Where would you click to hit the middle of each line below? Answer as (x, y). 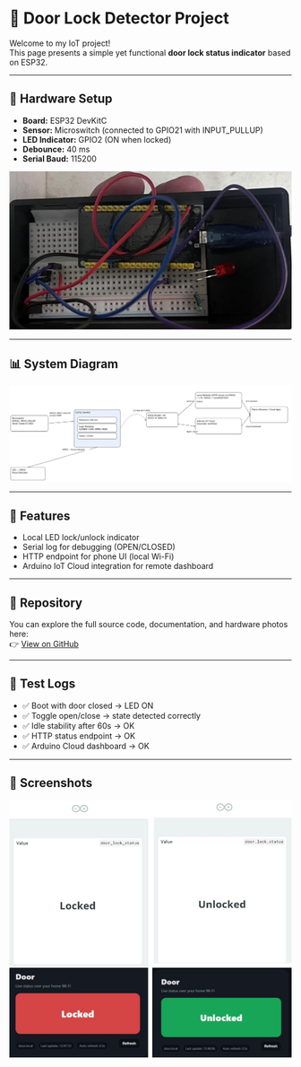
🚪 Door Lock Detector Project (120, 18)
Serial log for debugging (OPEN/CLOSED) (99, 547)
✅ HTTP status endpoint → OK (79, 736)
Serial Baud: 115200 (59, 158)
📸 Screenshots (51, 783)
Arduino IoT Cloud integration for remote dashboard (118, 566)
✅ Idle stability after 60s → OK (78, 725)
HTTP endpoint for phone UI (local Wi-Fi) (98, 556)
